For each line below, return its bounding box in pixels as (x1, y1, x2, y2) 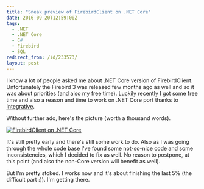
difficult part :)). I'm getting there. (6, 176, 90, 183)
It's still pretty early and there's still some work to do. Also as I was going (6, 138, 190, 145)
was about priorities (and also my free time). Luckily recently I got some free (6, 90, 198, 97)
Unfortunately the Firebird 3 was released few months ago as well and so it (6, 83, 195, 90)
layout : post (6, 60, 40, 66)
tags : (6, 20, 20, 26)
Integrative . (6, 102, 35, 110)
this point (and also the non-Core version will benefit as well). (6, 157, 161, 165)
